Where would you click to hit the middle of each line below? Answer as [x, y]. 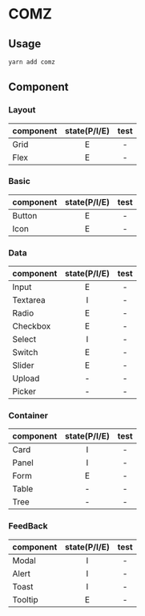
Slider [23, 365]
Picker [24, 392]
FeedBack [28, 526]
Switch [25, 353]
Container [28, 416]
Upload [26, 378]
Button [25, 215]
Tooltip [25, 599]
